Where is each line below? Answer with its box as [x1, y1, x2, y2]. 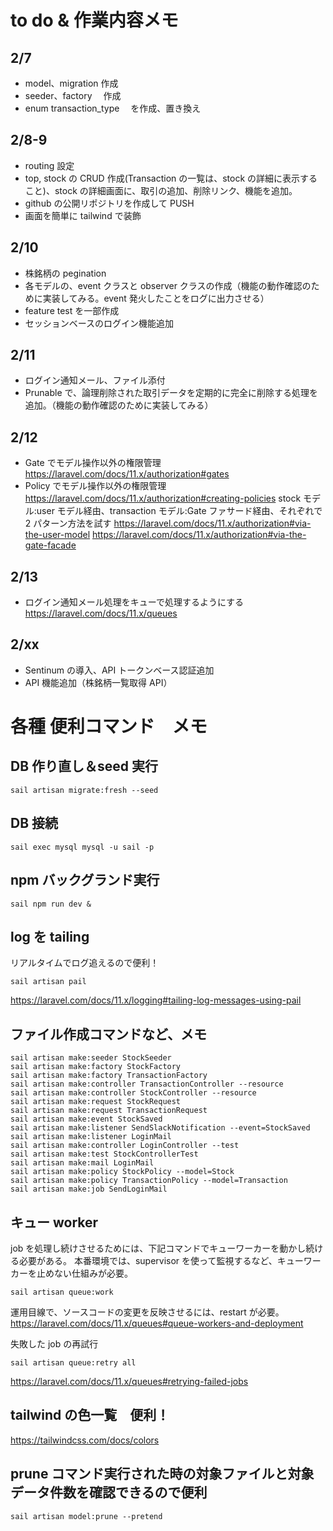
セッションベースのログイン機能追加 [24, 317, 175, 329]
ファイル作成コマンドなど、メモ [10, 1026, 207, 1043]
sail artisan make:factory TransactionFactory [10, 1071, 208, 1081]
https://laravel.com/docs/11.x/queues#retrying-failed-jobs [10, 1375, 249, 1387]
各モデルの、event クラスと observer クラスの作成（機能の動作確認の [24, 279, 312, 291]
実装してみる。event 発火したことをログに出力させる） [42, 292, 270, 304]
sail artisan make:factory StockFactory [10, 1062, 182, 1072]
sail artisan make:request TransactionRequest [10, 1106, 208, 1116]
